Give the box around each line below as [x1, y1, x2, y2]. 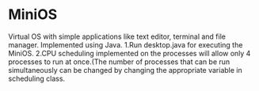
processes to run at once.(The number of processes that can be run [8, 57, 230, 66]
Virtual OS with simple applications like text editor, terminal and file [8, 32, 226, 41]
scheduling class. [8, 74, 66, 83]
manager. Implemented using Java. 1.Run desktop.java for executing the [8, 40, 243, 49]
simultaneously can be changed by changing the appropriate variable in [8, 65, 243, 74]
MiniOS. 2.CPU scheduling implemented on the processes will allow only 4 [8, 48, 251, 58]
